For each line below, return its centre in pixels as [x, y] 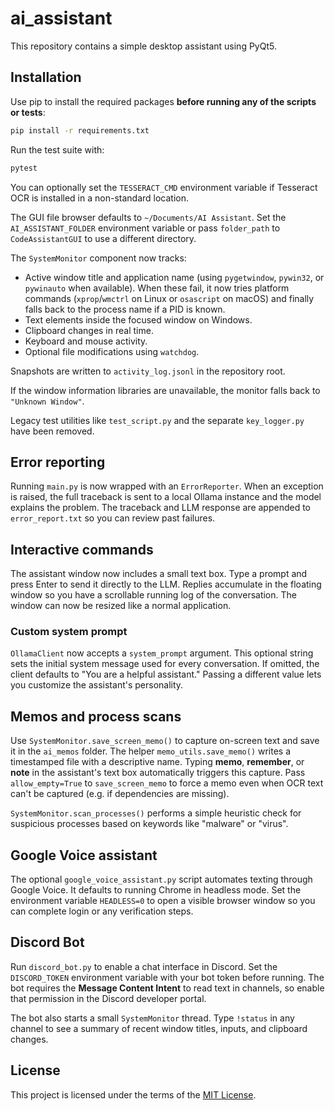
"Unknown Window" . [47, 401]
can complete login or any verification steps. [102, 911]
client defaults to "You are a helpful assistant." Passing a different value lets [166, 674]
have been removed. [52, 431]
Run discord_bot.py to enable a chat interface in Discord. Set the [144, 966]
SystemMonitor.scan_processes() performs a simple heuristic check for [156, 813]
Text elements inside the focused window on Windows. [138, 319]
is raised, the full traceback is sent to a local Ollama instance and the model [166, 497]
